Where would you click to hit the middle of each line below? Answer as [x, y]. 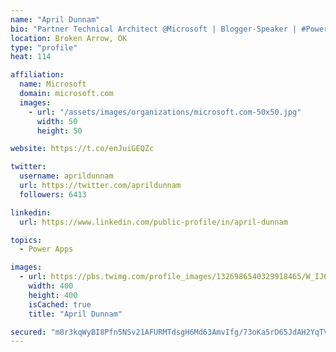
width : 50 [57, 121]
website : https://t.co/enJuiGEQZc [82, 149]
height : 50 [59, 131]
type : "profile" [44, 47]
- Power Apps [46, 249]
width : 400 [51, 286]
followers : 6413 [53, 194]
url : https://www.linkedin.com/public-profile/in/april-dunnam [153, 222]
